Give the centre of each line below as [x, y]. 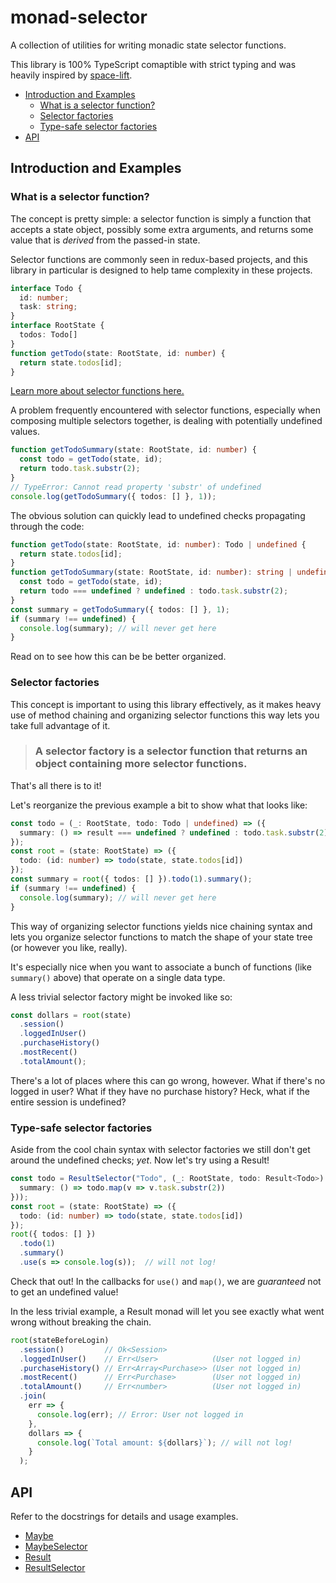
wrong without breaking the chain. [81, 1322]
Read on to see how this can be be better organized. [118, 657]
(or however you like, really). [69, 947]
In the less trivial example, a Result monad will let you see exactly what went [167, 1311]
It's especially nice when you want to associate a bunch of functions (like [161, 967]
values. [25, 432]
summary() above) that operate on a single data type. [118, 977]
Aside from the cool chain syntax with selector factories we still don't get [160, 1150]
